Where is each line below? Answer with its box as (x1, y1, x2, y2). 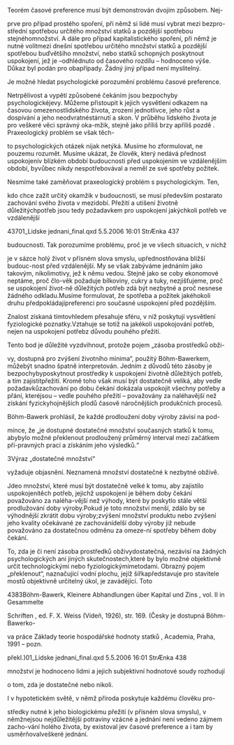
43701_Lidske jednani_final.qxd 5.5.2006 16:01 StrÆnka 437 (7, 227, 180, 235)
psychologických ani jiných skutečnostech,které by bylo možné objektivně (7, 555, 221, 562)
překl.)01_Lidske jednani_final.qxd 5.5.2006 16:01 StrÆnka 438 (7, 653, 187, 662)
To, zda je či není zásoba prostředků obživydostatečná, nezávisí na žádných (7, 547, 227, 555)
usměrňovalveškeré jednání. (7, 730, 89, 738)
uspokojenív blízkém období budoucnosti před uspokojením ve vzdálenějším (7, 157, 227, 165)
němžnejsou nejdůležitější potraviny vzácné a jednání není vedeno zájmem (7, 715, 223, 723)
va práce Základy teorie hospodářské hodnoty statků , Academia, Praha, (7, 632, 215, 641)
